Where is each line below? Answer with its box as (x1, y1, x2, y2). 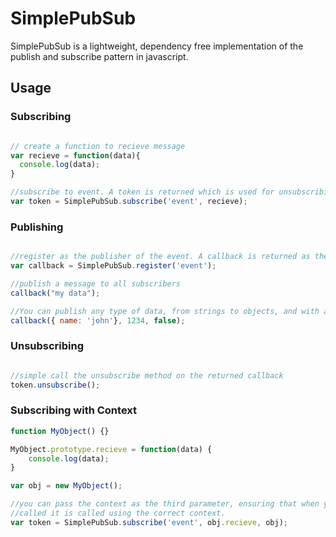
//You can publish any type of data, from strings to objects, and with (10, 306, 320, 316)
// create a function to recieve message (10, 141, 186, 151)
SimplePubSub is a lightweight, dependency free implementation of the (10, 40, 304, 52)
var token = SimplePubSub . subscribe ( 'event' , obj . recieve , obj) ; (10, 517, 289, 527)
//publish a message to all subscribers (10, 278, 182, 289)
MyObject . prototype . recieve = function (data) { (10, 444, 213, 454)
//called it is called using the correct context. (10, 508, 226, 519)
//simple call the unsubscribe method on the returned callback (10, 370, 284, 381)
